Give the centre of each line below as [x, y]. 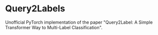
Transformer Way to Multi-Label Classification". [54, 27]
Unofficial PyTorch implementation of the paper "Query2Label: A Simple [79, 22]
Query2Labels [35, 9]
